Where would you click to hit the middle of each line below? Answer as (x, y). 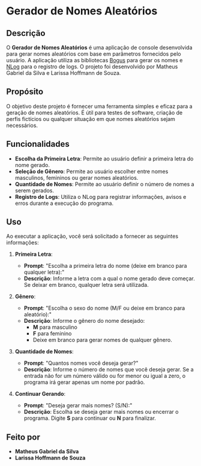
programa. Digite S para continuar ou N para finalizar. (90, 418)
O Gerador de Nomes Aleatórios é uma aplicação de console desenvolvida (100, 47)
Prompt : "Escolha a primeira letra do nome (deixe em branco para (105, 266)
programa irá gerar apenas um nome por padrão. (84, 382)
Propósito (25, 92)
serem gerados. (34, 190)
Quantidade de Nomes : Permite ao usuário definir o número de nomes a (104, 184)
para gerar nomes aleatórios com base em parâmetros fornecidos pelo (94, 54)
